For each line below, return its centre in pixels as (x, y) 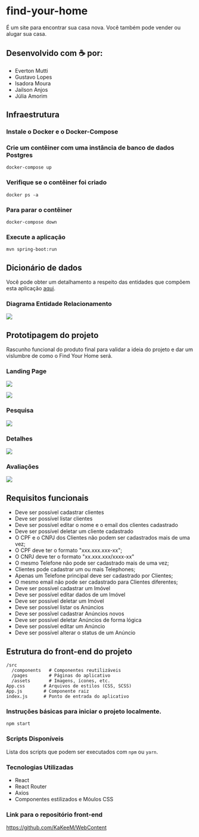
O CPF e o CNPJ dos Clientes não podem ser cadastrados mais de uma (102, 538)
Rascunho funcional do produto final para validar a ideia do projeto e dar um (100, 349)
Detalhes (19, 438)
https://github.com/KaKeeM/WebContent (57, 827)
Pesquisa (20, 411)
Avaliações (23, 466)
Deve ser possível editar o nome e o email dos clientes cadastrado (97, 525)
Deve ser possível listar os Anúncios (59, 607)
